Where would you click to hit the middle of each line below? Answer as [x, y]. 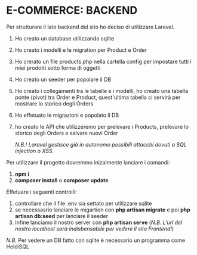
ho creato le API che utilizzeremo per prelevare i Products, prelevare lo [102, 126]
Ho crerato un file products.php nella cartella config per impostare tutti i [103, 61]
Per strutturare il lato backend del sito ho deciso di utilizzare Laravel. [90, 27]
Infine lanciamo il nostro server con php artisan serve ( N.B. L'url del [98, 222]
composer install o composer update [61, 180]
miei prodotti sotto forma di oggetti [58, 68]
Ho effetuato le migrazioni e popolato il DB [67, 115]
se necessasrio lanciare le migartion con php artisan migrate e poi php [103, 210]
